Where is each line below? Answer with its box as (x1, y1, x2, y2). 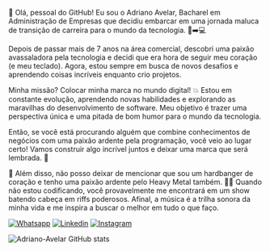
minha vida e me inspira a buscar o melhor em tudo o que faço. (8, 203, 220, 212)
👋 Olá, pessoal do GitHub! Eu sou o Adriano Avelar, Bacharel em (8, 8, 221, 17)
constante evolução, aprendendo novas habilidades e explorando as (8, 94, 236, 104)
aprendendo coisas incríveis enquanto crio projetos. (8, 69, 182, 79)
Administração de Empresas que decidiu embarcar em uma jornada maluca (8, 16, 259, 26)
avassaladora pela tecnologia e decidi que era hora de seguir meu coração (8, 52, 258, 62)
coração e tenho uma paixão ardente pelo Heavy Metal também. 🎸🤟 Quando (8, 178, 263, 186)
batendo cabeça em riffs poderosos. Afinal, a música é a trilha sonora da (8, 195, 251, 203)
